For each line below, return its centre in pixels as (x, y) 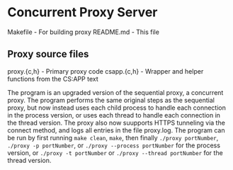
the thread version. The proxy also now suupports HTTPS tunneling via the (116, 123)
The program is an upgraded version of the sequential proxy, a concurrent (115, 92)
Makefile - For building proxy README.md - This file (83, 32)
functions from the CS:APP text (53, 79)
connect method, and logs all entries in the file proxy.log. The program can (116, 130)
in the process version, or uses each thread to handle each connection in (114, 115)
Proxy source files (48, 54)
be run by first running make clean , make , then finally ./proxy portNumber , (113, 137)
